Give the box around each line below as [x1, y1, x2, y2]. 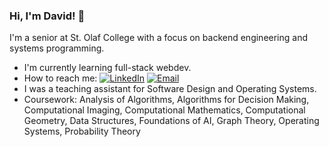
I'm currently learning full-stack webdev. [23, 62, 192, 74]
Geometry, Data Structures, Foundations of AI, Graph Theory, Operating [23, 115, 320, 127]
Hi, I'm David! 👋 [9, 9, 86, 23]
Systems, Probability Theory [23, 125, 141, 138]
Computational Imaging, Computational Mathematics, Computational [23, 104, 306, 116]
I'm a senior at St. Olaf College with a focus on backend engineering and [9, 32, 309, 44]
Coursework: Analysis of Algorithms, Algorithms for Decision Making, [23, 94, 310, 106]
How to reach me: [23, 72, 98, 84]
